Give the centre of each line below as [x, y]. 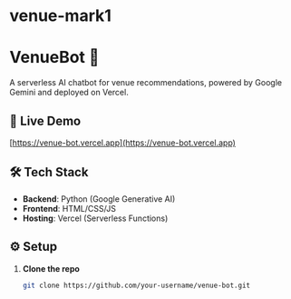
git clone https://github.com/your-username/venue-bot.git [136, 285]
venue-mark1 [60, 16]
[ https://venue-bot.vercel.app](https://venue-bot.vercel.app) [122, 143]
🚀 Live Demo [45, 120]
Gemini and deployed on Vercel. [69, 93]
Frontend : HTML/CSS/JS [69, 208]
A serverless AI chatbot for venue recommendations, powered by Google [146, 83]
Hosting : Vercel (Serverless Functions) [95, 218]
